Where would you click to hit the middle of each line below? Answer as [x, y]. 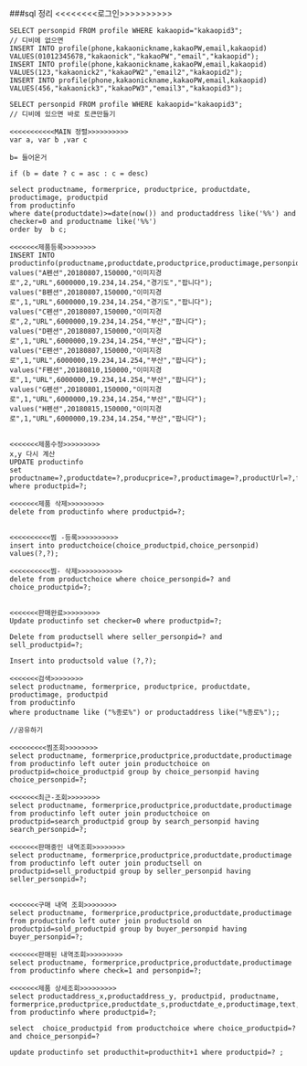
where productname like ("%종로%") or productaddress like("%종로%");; [145, 712]
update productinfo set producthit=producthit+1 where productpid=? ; [147, 1052]
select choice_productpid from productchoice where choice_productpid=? [153, 1029]
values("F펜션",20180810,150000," [73, 370]
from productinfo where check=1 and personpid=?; [106, 971]
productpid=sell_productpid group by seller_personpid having [130, 871]
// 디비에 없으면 [37, 40]
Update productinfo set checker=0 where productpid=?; [116, 621]
